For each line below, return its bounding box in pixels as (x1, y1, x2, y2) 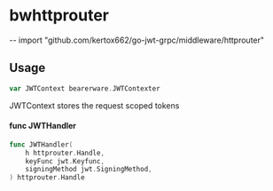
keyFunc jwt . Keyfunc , (25, 156, 105, 165)
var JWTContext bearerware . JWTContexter (9, 84, 161, 93)
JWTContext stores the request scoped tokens (9, 99, 180, 111)
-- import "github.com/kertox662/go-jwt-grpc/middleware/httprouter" (9, 35, 264, 45)
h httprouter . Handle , (25, 148, 105, 157)
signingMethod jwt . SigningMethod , (25, 165, 152, 174)
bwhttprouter (9, 5, 109, 26)
